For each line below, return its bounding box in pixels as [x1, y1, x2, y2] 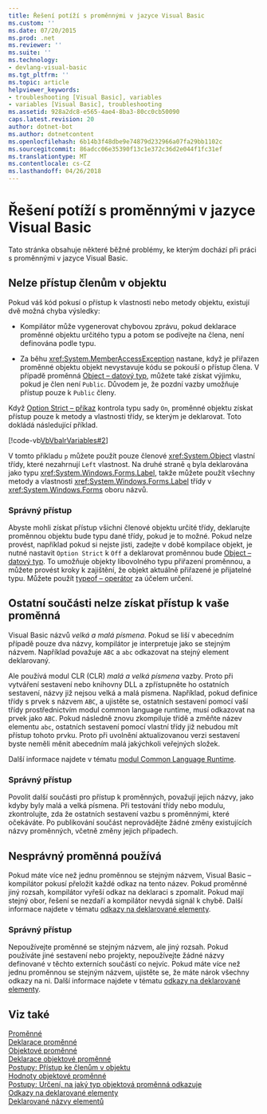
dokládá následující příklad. [8, 420, 98, 430]
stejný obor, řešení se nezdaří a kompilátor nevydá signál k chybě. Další [8, 896, 243, 905]
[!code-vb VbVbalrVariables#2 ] [8, 435, 109, 445]
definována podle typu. [19, 338, 96, 347]
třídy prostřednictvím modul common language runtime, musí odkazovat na [8, 704, 255, 714]
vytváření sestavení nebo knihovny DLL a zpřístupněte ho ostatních [8, 679, 230, 689]
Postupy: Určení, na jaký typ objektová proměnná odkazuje [8, 1080, 202, 1089]
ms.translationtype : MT [8, 152, 88, 160]
